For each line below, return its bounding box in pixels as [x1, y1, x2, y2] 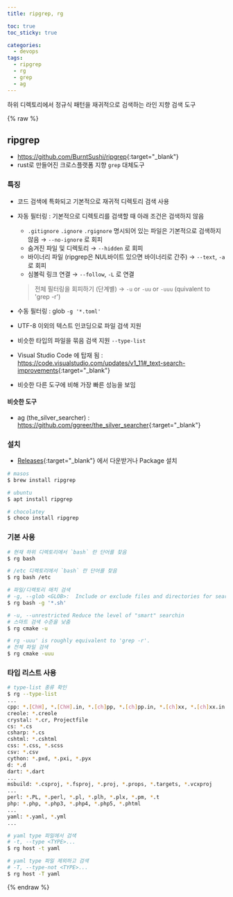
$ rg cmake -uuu [7, 650, 54, 658]
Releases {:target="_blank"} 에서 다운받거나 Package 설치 [17, 456, 178, 465]
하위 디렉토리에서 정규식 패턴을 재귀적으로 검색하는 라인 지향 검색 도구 [7, 100, 196, 108]
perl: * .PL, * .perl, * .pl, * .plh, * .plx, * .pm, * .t [7, 794, 159, 801]
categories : [7, 42, 42, 49]
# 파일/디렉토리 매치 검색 [7, 587, 71, 594]
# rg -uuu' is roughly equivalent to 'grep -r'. [7, 638, 150, 644]
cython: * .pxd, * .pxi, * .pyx [7, 755, 92, 762]
